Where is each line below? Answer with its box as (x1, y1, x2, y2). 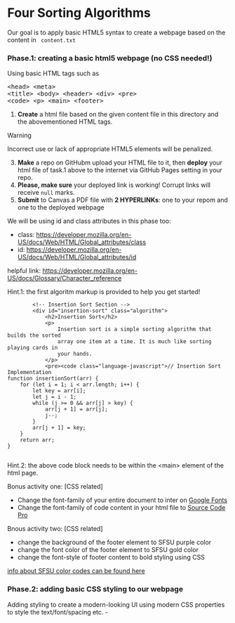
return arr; (20, 437, 55, 444)
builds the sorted (7, 332, 61, 339)
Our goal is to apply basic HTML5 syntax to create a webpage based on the (7, 28, 226, 37)
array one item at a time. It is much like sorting (57, 338, 212, 345)
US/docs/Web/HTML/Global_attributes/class (17, 238, 146, 247)
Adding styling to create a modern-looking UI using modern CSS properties (7, 600, 225, 609)
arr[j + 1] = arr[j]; (44, 406, 109, 413)
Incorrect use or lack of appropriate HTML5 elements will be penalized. (7, 145, 213, 153)
